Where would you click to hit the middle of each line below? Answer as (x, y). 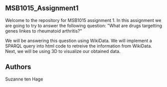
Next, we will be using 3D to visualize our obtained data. (63, 51)
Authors (18, 67)
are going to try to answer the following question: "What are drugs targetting (84, 25)
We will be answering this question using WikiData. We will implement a (79, 40)
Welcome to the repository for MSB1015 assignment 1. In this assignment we (83, 20)
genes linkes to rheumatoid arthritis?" (44, 31)
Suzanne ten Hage (24, 79)
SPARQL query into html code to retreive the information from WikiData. (79, 46)
